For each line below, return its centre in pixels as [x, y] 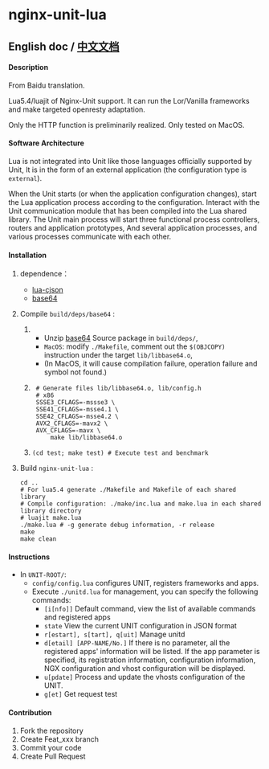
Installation [27, 255]
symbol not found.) [75, 372]
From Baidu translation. [47, 85]
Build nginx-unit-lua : [57, 468]
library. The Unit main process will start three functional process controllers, [134, 219]
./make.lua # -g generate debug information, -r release [117, 525]
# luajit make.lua [51, 518]
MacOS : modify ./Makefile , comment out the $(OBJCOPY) [134, 346]
